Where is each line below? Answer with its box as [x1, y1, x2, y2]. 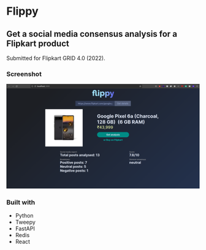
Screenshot [6, 69, 42, 78]
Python [15, 212, 34, 219]
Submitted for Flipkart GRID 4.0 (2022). [6, 55, 105, 62]
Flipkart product [6, 38, 69, 48]
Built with [6, 198, 36, 206]
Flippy [6, 4, 39, 18]
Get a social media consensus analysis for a [6, 29, 178, 39]
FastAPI [15, 225, 35, 232]
